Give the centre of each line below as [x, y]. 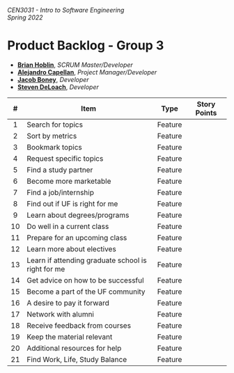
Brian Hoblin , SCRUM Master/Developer [75, 65]
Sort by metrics [52, 136]
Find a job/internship [60, 192]
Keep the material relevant [70, 337]
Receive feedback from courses [79, 325]
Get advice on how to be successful [85, 280]
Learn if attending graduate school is [87, 260]
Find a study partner [60, 170]
